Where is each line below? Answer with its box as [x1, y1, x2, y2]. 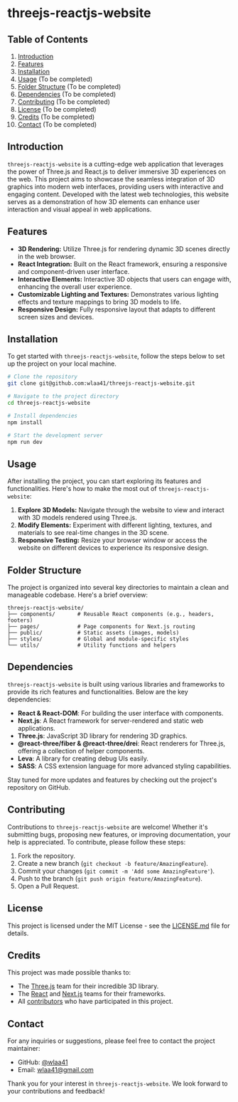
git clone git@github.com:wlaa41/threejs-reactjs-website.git [7, 380, 195, 387]
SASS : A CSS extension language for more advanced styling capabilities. [17, 761, 232, 770]
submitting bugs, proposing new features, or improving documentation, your [7, 830, 231, 839]
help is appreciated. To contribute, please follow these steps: [7, 837, 186, 846]
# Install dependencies [7, 412, 78, 419]
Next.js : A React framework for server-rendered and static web [17, 716, 204, 725]
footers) [7, 617, 33, 624]
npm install [7, 418, 43, 426]
